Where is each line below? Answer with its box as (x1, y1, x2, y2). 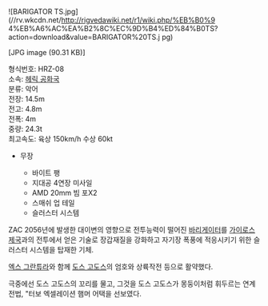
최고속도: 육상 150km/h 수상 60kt (8, 134, 114, 143)
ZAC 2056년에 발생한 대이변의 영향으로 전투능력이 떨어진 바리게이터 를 (8, 225, 228, 234)
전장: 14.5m (8, 94, 46, 103)
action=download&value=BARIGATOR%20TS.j (8, 32, 160, 42)
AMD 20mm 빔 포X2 (31, 188, 98, 197)
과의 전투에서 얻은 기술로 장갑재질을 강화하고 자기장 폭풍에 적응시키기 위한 (21, 235, 252, 244)
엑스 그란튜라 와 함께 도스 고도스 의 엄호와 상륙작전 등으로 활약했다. (8, 262, 214, 271)
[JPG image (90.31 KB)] (8, 48, 86, 57)
